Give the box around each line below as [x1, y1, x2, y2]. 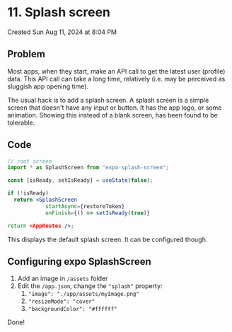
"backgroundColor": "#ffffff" [28, 306, 118, 313]
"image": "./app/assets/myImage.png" [28, 291, 140, 298]
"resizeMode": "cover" [28, 298, 95, 305]
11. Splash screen [7, 4, 111, 21]
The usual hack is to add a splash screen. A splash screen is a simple [7, 96, 209, 104]
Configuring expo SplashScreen [7, 256, 152, 268]
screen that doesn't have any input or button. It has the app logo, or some [7, 103, 222, 112]
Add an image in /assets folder [17, 274, 108, 283]
